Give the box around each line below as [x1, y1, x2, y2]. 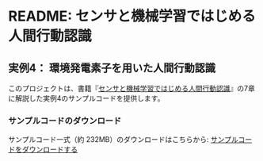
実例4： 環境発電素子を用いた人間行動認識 [8, 61, 216, 75]
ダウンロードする [21, 144, 78, 155]
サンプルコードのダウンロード [8, 115, 122, 126]
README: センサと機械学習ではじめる [8, 7, 256, 25]
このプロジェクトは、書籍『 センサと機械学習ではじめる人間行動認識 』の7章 [8, 84, 255, 93]
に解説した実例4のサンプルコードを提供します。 [8, 94, 165, 103]
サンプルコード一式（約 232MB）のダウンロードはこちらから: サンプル [8, 135, 239, 144]
